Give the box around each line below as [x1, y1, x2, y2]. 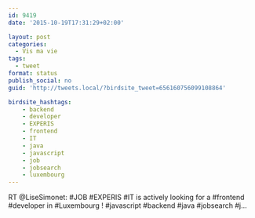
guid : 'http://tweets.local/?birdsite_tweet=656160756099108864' [8, 84, 226, 92]
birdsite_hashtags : [8, 98, 72, 106]
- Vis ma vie [15, 48, 58, 56]
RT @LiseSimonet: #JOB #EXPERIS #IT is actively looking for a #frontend [8, 193, 245, 202]
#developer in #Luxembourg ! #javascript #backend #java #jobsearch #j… [8, 201, 247, 210]
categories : [8, 40, 47, 48]
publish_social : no [8, 76, 72, 85]
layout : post [8, 33, 51, 41]
